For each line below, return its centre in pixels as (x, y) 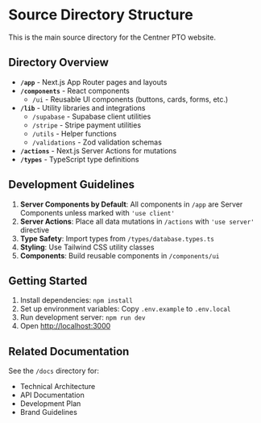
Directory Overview (58, 63)
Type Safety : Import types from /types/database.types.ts (117, 238)
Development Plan (50, 404)
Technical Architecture (58, 387)
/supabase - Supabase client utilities (91, 116)
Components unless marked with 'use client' (97, 212)
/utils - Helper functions (74, 133)
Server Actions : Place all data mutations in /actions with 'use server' (137, 221)
